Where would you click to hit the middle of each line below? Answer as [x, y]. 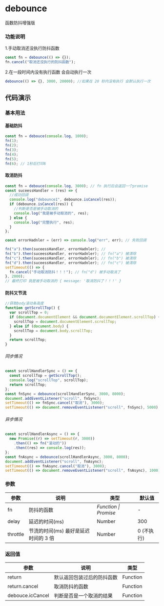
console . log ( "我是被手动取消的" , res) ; [51, 213]
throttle [16, 534]
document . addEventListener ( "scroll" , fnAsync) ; [54, 461]
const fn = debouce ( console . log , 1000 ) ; [47, 136]
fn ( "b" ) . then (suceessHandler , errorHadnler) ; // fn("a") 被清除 [71, 254]
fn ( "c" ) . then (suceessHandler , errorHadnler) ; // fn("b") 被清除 [71, 258]
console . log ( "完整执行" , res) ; [44, 222]
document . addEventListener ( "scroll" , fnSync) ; [53, 398]
